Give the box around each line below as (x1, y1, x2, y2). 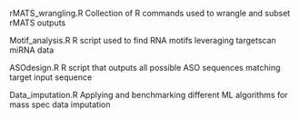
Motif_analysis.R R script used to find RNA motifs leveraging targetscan (9, 35, 276, 45)
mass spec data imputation (9, 99, 111, 110)
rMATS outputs (9, 17, 66, 28)
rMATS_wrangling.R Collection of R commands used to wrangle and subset (9, 8, 291, 18)
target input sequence (9, 72, 93, 83)
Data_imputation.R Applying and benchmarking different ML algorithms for (9, 90, 288, 100)
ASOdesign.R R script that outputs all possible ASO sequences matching (9, 63, 281, 73)
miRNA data (9, 45, 55, 55)
